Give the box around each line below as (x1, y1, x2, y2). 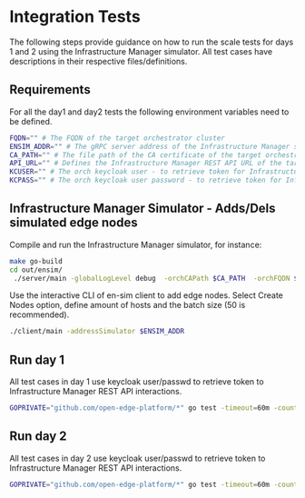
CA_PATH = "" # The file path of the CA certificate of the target (9, 150, 261, 160)
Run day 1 (9, 352, 65, 367)
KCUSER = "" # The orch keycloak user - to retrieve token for (9, 167, 246, 176)
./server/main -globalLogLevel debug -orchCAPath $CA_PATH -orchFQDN (13, 274, 290, 283)
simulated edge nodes (9, 215, 138, 231)
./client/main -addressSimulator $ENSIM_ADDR (9, 327, 184, 336)
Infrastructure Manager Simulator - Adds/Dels (9, 201, 276, 216)
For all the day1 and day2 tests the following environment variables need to (9, 106, 290, 117)
